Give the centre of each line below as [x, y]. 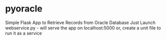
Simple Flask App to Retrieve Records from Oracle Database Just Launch [80, 22]
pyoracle [24, 9]
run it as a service [24, 33]
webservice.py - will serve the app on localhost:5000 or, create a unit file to [83, 27]
